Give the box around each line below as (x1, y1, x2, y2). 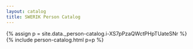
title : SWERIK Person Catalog (6, 14, 81, 20)
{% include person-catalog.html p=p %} (6, 36, 104, 43)
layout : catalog (6, 8, 46, 15)
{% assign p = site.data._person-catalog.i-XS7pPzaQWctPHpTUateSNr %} (6, 30, 188, 37)
